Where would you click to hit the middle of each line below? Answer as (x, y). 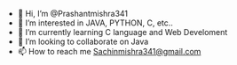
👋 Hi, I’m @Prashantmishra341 (73, 14)
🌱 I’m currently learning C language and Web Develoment (122, 32)
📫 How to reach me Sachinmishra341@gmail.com (109, 51)
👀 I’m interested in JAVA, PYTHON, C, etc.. (95, 23)
